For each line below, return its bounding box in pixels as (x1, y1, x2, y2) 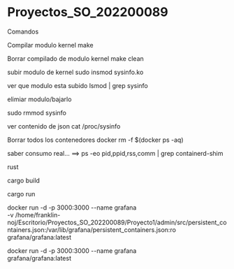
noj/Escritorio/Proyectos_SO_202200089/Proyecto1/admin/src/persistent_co (7, 218, 227, 226)
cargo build (7, 176, 41, 184)
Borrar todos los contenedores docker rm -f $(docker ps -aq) (7, 136, 184, 144)
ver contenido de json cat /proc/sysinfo (7, 122, 121, 130)
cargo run (7, 189, 36, 198)
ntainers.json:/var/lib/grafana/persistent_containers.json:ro (7, 225, 177, 234)
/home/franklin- (15, 210, 61, 219)
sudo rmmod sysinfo (7, 108, 66, 117)
